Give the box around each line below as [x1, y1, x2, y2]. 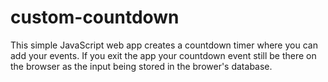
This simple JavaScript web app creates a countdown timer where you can [10, 39, 318, 51]
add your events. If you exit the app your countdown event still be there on [10, 49, 317, 61]
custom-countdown [10, 6, 180, 29]
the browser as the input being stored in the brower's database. [10, 60, 273, 72]
